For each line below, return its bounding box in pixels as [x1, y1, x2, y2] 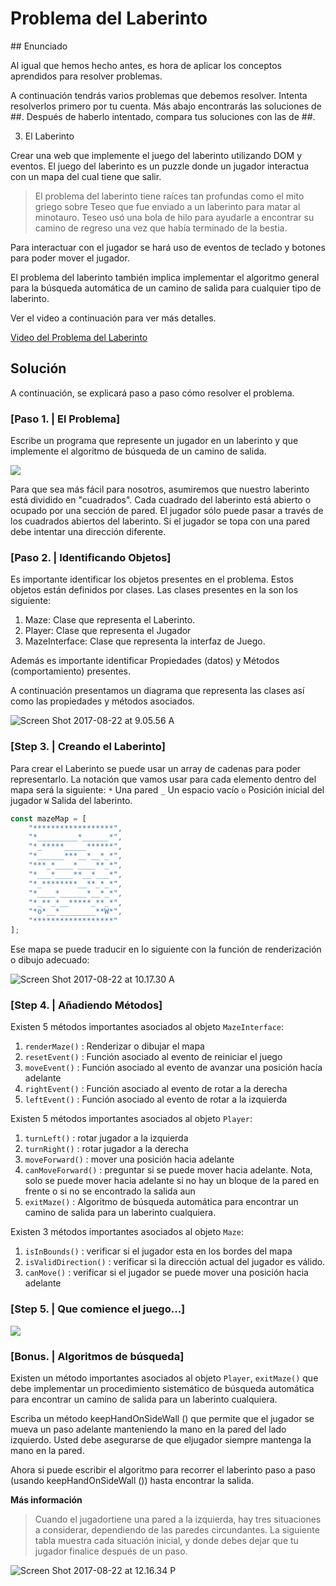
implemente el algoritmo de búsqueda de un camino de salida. [10, 445, 267, 457]
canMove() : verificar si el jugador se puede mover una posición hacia [24, 1267, 309, 1279]
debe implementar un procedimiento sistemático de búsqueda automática [10, 1382, 315, 1394]
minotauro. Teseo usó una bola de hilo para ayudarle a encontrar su [34, 211, 315, 223]
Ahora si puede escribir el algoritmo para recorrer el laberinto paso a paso [10, 1463, 316, 1476]
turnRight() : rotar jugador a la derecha [24, 1143, 189, 1155]
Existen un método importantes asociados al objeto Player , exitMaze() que [10, 1372, 319, 1384]
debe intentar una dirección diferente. [10, 526, 167, 538]
